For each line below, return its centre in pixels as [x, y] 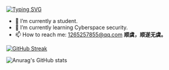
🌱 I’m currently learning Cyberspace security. [71, 27]
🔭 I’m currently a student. [46, 21]
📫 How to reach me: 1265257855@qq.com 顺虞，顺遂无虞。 [91, 34]
